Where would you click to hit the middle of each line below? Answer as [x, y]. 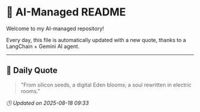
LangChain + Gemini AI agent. [43, 46]
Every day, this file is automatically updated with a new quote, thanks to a [96, 40]
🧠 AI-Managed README [66, 12]
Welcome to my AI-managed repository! [55, 28]
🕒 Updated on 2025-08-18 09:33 [48, 103]
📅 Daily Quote [32, 71]
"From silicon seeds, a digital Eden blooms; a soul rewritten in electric [106, 85]
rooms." [30, 91]
